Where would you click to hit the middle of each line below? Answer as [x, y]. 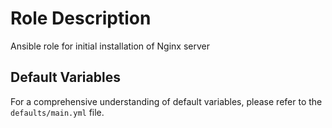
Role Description [81, 18]
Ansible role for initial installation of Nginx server [110, 46]
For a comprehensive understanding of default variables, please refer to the [166, 101]
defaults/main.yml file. [57, 112]
